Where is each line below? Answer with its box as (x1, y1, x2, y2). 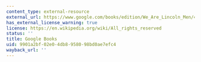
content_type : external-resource (6, 8, 90, 15)
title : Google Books (6, 36, 58, 42)
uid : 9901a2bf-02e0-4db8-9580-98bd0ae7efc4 (6, 42, 117, 48)
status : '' (6, 31, 33, 37)
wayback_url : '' (6, 47, 47, 53)
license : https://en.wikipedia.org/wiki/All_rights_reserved (6, 25, 162, 31)
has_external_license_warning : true (6, 19, 98, 25)
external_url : (6, 14, 42, 20)
